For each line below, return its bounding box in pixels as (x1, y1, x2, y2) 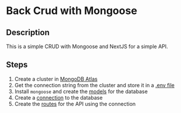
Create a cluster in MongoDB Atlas (14, 75, 98, 83)
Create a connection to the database (14, 94, 103, 101)
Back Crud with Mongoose (6, 4, 137, 18)
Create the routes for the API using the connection (14, 100, 136, 107)
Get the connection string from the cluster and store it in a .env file (14, 81, 175, 88)
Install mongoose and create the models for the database (14, 88, 148, 95)
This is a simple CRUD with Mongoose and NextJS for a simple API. (6, 43, 168, 50)
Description (6, 28, 50, 37)
